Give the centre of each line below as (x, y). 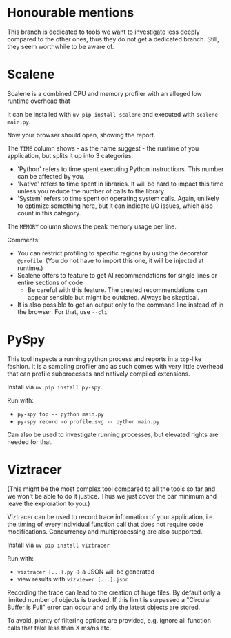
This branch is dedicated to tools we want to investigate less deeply (103, 32)
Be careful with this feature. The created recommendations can (117, 290)
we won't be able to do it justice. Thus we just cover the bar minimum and (112, 496)
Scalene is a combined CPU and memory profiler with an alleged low (104, 93)
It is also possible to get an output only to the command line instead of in (120, 304)
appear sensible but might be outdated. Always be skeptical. (113, 297)
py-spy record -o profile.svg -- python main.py (88, 422)
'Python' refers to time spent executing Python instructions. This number (120, 169)
